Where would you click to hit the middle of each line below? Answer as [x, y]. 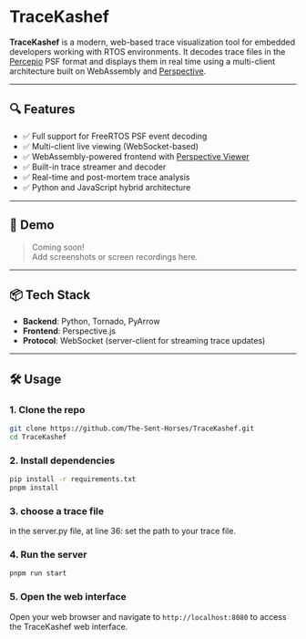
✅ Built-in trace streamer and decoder [94, 167]
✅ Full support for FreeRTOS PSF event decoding [115, 136]
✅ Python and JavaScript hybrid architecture [107, 187]
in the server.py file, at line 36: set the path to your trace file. [123, 531]
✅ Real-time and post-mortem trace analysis [106, 177]
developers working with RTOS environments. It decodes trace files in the [148, 51]
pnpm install [34, 488]
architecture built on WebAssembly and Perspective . [108, 71]
